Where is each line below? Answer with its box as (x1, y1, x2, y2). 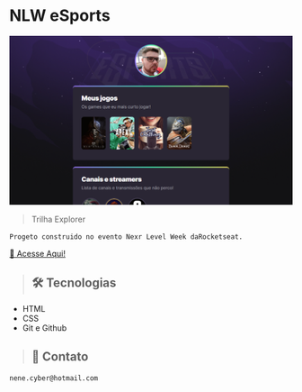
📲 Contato (31, 349, 89, 364)
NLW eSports (9, 5, 111, 26)
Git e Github (22, 323, 67, 333)
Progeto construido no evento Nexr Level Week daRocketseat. (9, 232, 244, 242)
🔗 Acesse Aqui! (9, 248, 66, 259)
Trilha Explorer (31, 214, 86, 224)
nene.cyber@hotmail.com (9, 374, 99, 383)
